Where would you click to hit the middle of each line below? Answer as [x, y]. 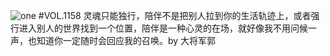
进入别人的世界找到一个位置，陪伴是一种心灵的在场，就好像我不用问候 [163, 28]
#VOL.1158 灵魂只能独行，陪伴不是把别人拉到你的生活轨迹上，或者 [175, 15]
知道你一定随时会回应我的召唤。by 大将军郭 [126, 40]
